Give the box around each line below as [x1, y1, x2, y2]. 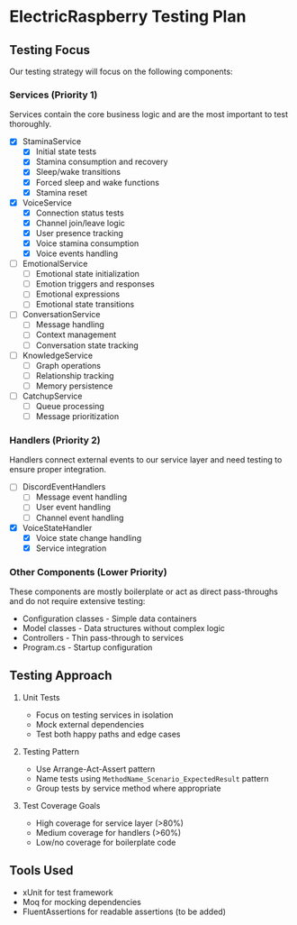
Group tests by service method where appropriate [35, 783, 222, 793]
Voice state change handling [35, 532, 142, 543]
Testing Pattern [22, 746, 79, 756]
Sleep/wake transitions [35, 167, 121, 178]
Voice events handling [35, 248, 119, 259]
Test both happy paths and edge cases [35, 728, 181, 739]
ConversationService [22, 309, 101, 320]
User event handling [35, 502, 111, 513]
